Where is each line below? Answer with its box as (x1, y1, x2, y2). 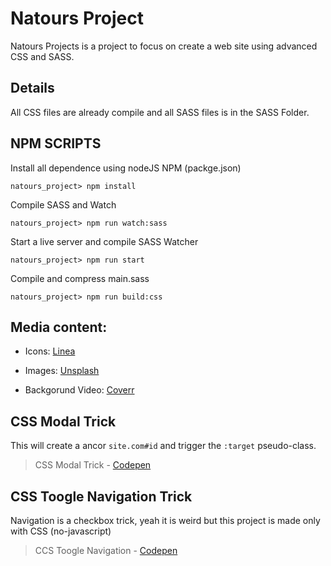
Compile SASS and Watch (10, 198, 117, 211)
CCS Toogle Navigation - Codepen (34, 545, 178, 556)
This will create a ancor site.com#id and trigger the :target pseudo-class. (10, 440, 317, 452)
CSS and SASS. (10, 50, 75, 62)
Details (10, 80, 55, 97)
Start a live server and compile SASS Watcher (10, 235, 199, 247)
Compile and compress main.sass (10, 272, 150, 284)
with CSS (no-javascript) (10, 525, 112, 537)
